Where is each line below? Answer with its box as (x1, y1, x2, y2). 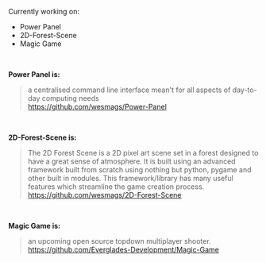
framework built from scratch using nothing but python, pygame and (27, 165, 252, 174)
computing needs (41, 94, 99, 102)
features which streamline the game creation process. (27, 182, 205, 191)
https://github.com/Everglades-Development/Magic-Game (27, 245, 220, 254)
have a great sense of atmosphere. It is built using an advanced (27, 156, 236, 166)
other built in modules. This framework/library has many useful (27, 174, 234, 183)
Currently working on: (8, 7, 79, 16)
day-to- (232, 85, 257, 94)
